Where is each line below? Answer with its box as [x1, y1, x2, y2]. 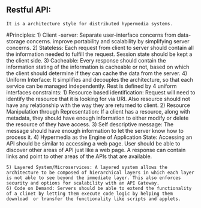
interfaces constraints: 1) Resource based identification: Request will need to [6, 88, 196, 96]
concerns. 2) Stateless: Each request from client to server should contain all [6, 44, 194, 51]
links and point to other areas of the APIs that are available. [6, 153, 152, 160]
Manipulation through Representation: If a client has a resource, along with [6, 108, 191, 115]
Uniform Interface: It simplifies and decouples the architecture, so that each [6, 76, 194, 83]
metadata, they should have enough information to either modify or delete [6, 114, 189, 121]
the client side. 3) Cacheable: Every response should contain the [6, 57, 166, 64]
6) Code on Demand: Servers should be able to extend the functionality [6, 185, 192, 191]
